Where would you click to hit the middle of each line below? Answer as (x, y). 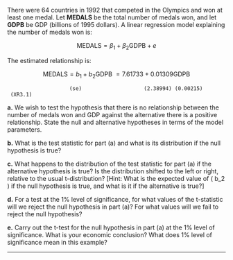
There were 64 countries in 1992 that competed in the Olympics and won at (115, 10)
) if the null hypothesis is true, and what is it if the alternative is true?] (106, 186)
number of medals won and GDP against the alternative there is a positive (112, 114)
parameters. (25, 129)
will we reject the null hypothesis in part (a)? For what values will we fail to (113, 207)
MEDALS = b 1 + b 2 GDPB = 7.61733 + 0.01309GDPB (116, 75)
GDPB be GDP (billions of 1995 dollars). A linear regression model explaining (116, 25)
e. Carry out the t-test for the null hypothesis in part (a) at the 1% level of (111, 227)
